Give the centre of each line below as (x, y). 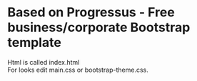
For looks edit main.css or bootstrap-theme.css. (78, 70)
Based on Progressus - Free (91, 12)
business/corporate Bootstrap (99, 27)
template (35, 43)
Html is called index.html (44, 62)
